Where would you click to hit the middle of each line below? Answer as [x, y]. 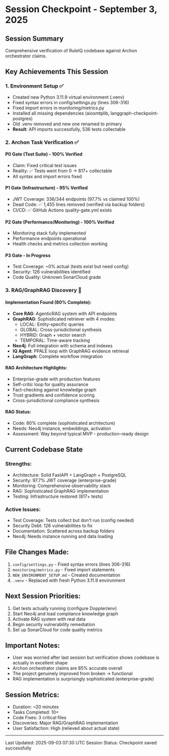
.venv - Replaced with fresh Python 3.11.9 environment [69, 580]
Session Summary [34, 39]
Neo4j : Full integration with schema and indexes [63, 345]
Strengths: [19, 464]
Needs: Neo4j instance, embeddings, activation [62, 428]
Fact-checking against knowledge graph [54, 390]
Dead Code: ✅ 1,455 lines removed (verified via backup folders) [78, 204]
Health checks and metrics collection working [60, 244]
